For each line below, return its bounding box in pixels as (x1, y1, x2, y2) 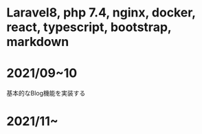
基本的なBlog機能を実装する (6, 89, 86, 98)
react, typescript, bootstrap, (6, 19, 172, 35)
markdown (6, 34, 69, 49)
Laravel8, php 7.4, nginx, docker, (6, 5, 197, 21)
